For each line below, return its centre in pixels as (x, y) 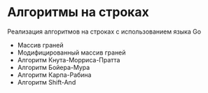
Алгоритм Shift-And (47, 82)
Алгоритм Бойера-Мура (54, 67)
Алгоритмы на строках (78, 12)
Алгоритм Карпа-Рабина (54, 75)
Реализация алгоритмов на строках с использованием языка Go (104, 31)
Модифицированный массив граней (71, 52)
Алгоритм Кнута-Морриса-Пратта (69, 59)
